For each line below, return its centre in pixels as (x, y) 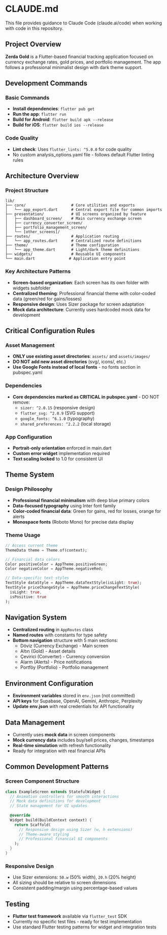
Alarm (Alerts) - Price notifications (56, 662)
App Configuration (29, 437)
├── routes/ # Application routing (62, 237)
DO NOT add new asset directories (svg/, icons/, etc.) (69, 362)
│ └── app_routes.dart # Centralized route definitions (74, 241)
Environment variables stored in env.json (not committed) (74, 696)
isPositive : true (28, 597)
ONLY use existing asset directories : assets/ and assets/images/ (81, 357)
